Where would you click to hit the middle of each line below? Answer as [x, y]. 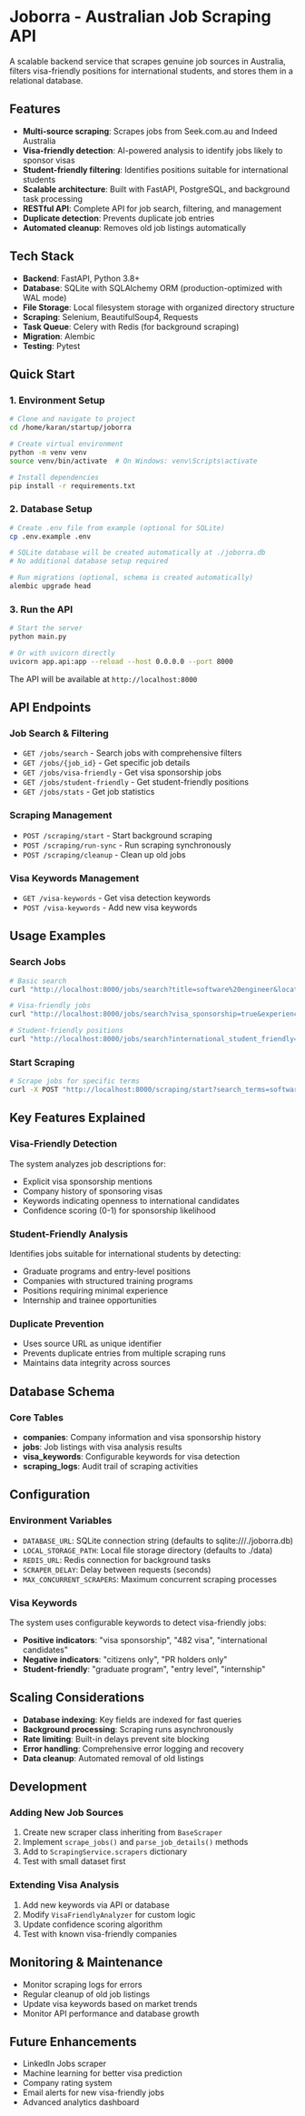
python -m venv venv [49, 452]
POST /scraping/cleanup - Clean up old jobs [104, 854]
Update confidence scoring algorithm [93, 1924]
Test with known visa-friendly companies [99, 1933]
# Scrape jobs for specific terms [75, 1081]
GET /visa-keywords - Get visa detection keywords [117, 898]
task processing [53, 198]
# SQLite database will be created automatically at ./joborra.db [138, 553]
